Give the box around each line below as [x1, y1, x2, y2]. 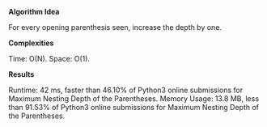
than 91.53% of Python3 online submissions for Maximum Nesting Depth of [8, 103, 260, 112]
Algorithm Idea [8, 7, 60, 16]
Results [8, 70, 35, 79]
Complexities [8, 38, 54, 48]
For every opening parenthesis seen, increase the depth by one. [8, 23, 222, 32]
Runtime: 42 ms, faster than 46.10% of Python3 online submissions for [8, 85, 244, 95]
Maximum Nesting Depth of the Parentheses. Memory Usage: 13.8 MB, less [8, 94, 260, 104]
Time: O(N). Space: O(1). [8, 54, 91, 63]
